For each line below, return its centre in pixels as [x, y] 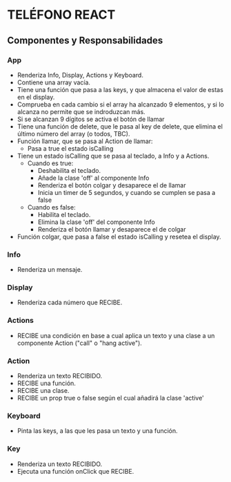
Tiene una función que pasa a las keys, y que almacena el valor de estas [120, 89]
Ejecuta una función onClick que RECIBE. [76, 471]
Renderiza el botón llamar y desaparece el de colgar [112, 229]
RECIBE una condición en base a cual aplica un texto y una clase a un [116, 335]
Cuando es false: [51, 207]
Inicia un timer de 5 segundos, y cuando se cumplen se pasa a [127, 192]
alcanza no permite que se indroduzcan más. [81, 111]
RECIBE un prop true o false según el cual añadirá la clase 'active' [111, 398]
